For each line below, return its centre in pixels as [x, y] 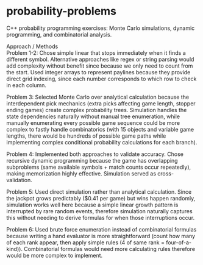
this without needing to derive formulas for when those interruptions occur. [101, 217]
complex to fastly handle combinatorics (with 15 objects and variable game [100, 129]
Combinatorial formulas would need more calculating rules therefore [110, 249]
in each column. [27, 85]
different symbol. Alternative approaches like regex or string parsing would [100, 59]
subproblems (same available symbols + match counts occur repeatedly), [99, 167]
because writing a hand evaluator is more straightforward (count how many [101, 236]
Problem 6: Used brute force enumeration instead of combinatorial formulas [101, 229]
